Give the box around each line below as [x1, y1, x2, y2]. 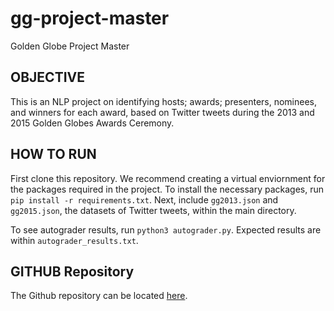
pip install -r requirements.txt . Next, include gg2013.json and [10, 193, 279, 206]
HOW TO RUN [10, 146, 97, 163]
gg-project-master [10, 7, 170, 30]
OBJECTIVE [10, 69, 85, 86]
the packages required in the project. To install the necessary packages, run [10, 183, 325, 195]
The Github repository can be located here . [10, 290, 188, 302]
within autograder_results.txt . [10, 234, 139, 246]
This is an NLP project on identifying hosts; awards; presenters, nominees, [10, 95, 318, 107]
